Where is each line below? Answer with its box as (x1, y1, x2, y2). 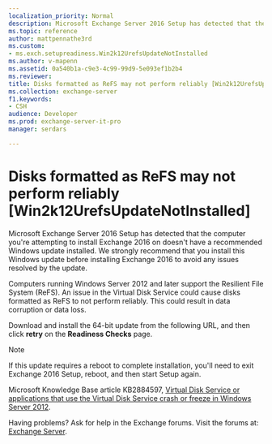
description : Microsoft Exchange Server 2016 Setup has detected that (8, 19, 252, 28)
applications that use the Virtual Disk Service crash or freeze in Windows (8, 393, 252, 403)
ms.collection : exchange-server (8, 87, 117, 96)
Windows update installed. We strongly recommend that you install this (8, 245, 245, 256)
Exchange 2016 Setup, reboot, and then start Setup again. (8, 369, 202, 378)
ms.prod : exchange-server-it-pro (8, 118, 121, 126)
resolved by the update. (8, 263, 87, 273)
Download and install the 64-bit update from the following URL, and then (8, 320, 251, 330)
